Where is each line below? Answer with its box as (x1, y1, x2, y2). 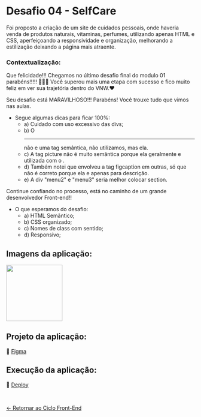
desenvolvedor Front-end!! (6, 194, 72, 202)
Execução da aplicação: (6, 365, 97, 376)
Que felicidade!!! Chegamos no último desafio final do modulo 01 (6, 72, 166, 79)
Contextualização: (6, 58, 61, 67)
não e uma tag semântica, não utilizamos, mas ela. (23, 144, 148, 151)
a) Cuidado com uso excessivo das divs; (23, 121, 124, 128)
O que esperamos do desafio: (14, 206, 89, 213)
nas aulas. (6, 103, 32, 110)
